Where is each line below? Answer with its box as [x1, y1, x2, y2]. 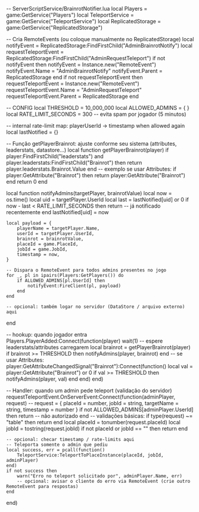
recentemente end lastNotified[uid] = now [6, 209, 109, 215]
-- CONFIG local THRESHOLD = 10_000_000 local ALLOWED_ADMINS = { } [6, 104, 189, 111]
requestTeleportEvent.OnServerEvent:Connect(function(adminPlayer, [6, 393, 176, 400]
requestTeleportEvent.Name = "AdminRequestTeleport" [6, 87, 142, 93]
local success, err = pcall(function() [6, 447, 105, 453]
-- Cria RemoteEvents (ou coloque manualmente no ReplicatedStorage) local [6, 36, 194, 42]
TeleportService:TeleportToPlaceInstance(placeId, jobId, [17, 452, 164, 458]
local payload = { [6, 220, 52, 226]
